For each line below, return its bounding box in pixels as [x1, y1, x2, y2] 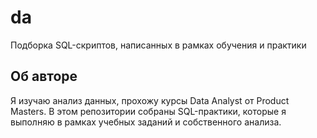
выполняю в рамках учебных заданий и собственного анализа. [10, 116, 282, 128]
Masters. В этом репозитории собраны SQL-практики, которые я [10, 105, 287, 117]
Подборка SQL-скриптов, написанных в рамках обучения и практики [10, 39, 307, 51]
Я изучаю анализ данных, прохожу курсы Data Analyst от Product [10, 94, 290, 106]
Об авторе [10, 68, 78, 85]
